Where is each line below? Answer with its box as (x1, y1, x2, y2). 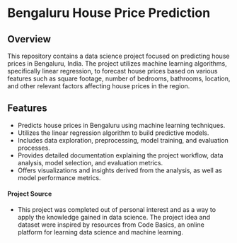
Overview (7, 33, 52, 45)
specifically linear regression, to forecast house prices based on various (7, 67, 218, 75)
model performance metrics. (17, 173, 101, 182)
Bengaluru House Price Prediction (7, 5, 211, 21)
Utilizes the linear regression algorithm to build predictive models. (17, 129, 209, 137)
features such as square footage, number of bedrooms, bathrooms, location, (7, 74, 231, 83)
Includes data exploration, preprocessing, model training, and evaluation (17, 136, 229, 144)
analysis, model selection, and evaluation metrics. (17, 158, 163, 167)
